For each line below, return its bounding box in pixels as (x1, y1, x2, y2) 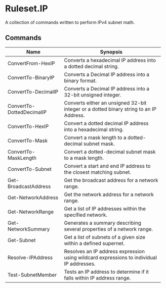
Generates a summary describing (64, 219, 142, 226)
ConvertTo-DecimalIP (7, 88, 58, 95)
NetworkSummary (7, 226, 50, 233)
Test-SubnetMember (7, 271, 57, 278)
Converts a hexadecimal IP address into (64, 56, 156, 63)
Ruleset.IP (5, 3, 48, 14)
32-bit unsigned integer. (64, 91, 122, 98)
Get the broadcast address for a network (64, 177, 159, 184)
